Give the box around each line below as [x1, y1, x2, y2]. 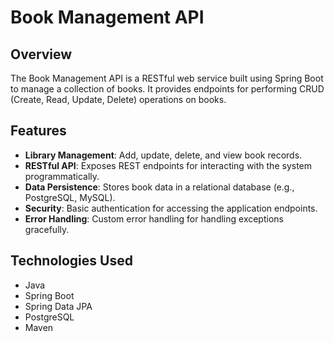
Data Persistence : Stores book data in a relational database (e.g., [24, 181, 295, 193]
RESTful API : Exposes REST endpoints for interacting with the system [24, 159, 313, 171]
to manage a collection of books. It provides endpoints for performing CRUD [10, 83, 325, 95]
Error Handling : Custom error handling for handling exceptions [24, 212, 284, 225]
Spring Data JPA [24, 300, 93, 312]
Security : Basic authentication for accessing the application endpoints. [24, 202, 318, 214]
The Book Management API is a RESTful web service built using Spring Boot [10, 72, 324, 84]
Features [10, 122, 67, 140]
